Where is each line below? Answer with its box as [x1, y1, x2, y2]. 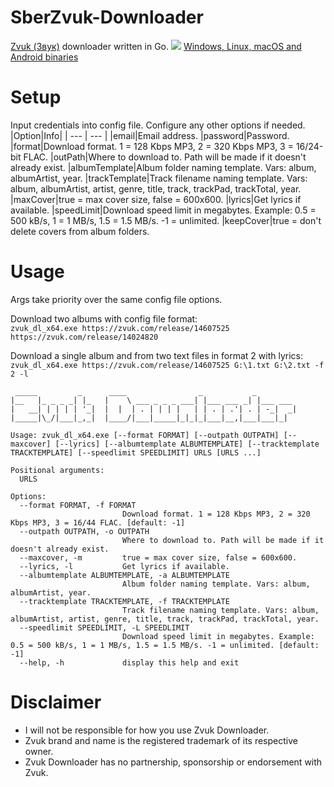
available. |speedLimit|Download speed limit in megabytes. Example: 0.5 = [10, 204, 317, 216]
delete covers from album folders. [10, 225, 150, 237]
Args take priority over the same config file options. [10, 293, 223, 305]
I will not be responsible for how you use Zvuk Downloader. [24, 724, 270, 736]
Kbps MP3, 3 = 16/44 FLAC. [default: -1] [10, 517, 186, 528]
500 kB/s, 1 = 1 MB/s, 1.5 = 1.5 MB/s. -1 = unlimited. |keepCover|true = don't [10, 214, 322, 226]
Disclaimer [10, 691, 102, 713]
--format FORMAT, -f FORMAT [19, 500, 137, 510]
